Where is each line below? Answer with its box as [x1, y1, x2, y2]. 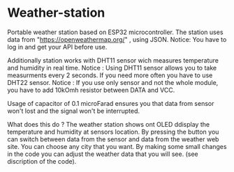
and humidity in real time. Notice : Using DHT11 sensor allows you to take [7, 63, 217, 72]
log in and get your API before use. [7, 42, 108, 51]
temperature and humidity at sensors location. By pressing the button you [7, 127, 219, 136]
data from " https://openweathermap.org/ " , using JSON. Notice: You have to [7, 35, 227, 43]
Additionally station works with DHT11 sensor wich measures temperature [7, 56, 219, 64]
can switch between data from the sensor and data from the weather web [7, 134, 219, 143]
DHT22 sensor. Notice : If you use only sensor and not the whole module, [7, 78, 219, 86]
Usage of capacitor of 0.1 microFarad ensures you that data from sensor [7, 99, 214, 107]
